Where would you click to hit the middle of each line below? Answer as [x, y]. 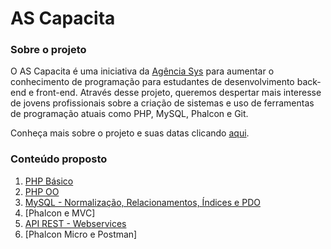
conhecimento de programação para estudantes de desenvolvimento [152, 82]
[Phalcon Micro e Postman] [81, 234]
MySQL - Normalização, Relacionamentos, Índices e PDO [142, 202]
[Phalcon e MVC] [60, 213]
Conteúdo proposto [59, 159]
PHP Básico [49, 181]
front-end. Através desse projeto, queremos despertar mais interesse [179, 93]
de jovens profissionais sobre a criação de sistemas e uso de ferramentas [162, 103]
